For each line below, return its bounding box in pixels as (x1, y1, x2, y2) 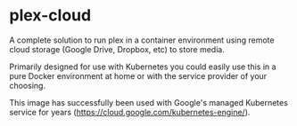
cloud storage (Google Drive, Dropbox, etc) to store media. (9, 43, 225, 54)
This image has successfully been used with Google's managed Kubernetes (9, 97, 288, 107)
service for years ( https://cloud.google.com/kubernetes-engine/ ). (9, 106, 251, 117)
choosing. (9, 80, 46, 91)
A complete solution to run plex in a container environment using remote (9, 35, 275, 45)
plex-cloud (9, 5, 92, 26)
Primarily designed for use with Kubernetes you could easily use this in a (9, 61, 276, 72)
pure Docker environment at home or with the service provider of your (9, 70, 268, 81)
